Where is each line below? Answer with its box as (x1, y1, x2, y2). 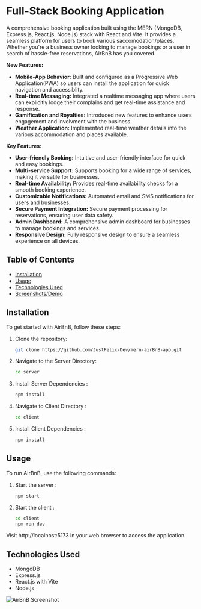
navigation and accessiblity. (14, 86, 84, 93)
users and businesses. (14, 199, 71, 206)
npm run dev (14, 521, 45, 527)
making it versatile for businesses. (14, 173, 100, 180)
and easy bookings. (14, 160, 64, 167)
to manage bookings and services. (14, 224, 101, 231)
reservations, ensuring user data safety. (14, 211, 114, 219)
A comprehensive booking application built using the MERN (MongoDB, (6, 24, 183, 31)
